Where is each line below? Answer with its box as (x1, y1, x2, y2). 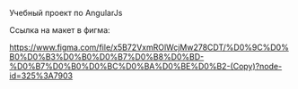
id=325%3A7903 (9, 70, 74, 81)
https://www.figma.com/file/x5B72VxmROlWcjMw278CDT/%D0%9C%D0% (9, 42, 289, 53)
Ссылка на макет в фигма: (9, 25, 110, 35)
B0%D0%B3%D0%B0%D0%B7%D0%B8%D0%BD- (9, 52, 205, 61)
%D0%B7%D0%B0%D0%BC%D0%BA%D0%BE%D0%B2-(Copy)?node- (9, 61, 283, 71)
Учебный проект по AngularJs (9, 8, 123, 18)
